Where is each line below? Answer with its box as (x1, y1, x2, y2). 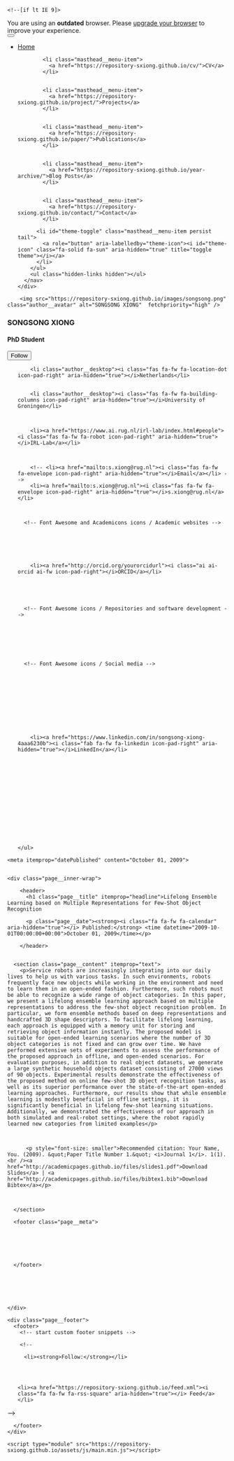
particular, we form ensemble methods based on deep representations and (7, 1010, 227, 1017)
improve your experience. (7, 27, 82, 34)
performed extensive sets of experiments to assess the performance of (7, 1047, 220, 1054)
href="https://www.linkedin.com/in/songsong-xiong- (52, 734, 206, 741)
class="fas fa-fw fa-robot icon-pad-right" (27, 433, 156, 441)
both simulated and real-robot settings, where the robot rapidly (7, 1115, 205, 1122)
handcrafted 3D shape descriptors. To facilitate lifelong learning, (7, 1017, 214, 1024)
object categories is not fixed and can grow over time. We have (7, 1041, 201, 1048)
